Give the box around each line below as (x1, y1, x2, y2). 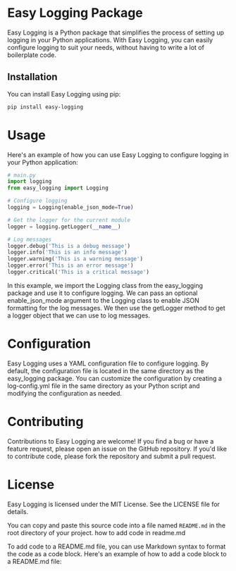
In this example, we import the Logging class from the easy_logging (7, 281, 203, 289)
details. (7, 507, 29, 515)
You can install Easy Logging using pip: (7, 89, 121, 98)
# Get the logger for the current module (7, 216, 131, 223)
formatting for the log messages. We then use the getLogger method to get (7, 303, 225, 312)
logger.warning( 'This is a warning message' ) (7, 256, 143, 263)
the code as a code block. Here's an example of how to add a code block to (7, 549, 227, 558)
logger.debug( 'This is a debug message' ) (7, 242, 131, 249)
